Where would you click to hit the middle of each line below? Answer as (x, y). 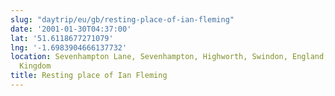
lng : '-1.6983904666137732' (69, 47)
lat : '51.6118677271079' (62, 38)
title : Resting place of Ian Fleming (89, 76)
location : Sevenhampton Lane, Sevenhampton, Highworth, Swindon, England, (169, 57)
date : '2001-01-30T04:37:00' (71, 29)
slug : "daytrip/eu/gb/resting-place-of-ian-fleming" (122, 19)
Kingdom (35, 66)
